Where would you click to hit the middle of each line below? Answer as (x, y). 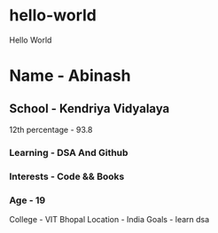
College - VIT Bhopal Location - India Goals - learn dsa (109, 220)
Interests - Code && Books (67, 176)
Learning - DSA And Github (69, 152)
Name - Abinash (70, 76)
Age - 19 (27, 200)
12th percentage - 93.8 (51, 129)
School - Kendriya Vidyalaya (90, 109)
